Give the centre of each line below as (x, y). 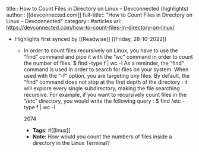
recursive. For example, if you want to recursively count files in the (105, 95)
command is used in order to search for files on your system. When (106, 69)
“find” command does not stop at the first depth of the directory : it (106, 82)
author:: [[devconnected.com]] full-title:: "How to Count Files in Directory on (99, 15)
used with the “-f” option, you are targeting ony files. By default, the (107, 76)
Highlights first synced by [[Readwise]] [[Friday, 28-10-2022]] (91, 39)
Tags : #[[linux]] (51, 130)
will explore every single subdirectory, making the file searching (102, 88)
